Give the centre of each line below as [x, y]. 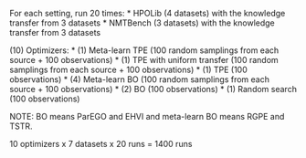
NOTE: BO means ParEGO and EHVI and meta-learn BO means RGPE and [147, 116]
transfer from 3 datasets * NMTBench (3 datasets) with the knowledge [142, 23]
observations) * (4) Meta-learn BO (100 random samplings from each [139, 79]
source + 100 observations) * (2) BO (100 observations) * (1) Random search [153, 89]
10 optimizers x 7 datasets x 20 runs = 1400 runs [101, 144]
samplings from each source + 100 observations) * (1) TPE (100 [129, 69]
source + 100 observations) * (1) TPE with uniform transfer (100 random [144, 60]
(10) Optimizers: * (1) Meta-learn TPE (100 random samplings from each [144, 50]
